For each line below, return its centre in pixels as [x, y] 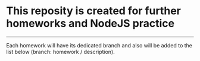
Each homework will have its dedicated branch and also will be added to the [99, 45]
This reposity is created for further [94, 11]
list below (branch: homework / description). [60, 52]
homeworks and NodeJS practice [90, 23]
